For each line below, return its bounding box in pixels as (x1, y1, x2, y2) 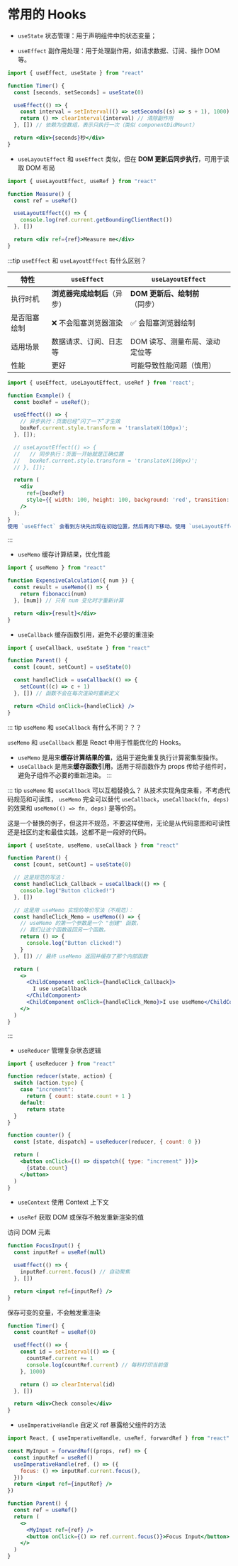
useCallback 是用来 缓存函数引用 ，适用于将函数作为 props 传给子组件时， (17, 762, 230, 770)
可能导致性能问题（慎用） (130, 360, 216, 370)
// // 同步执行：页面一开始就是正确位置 (13, 450, 124, 458)
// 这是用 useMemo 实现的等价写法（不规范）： (13, 907, 134, 914)
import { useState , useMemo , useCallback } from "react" (7, 842, 179, 849)
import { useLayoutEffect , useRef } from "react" (7, 177, 157, 185)
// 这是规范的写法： (13, 874, 66, 881)
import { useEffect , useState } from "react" (7, 69, 144, 77)
